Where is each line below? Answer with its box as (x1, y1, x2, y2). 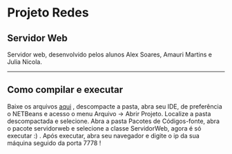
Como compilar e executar (7, 84, 123, 96)
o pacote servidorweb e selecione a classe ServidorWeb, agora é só (7, 124, 202, 132)
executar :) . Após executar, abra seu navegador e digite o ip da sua (7, 131, 200, 140)
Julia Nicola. (7, 58, 43, 66)
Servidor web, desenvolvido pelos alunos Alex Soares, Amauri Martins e (7, 50, 213, 58)
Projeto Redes (7, 5, 89, 21)
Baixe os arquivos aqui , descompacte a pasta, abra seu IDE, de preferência (7, 102, 222, 111)
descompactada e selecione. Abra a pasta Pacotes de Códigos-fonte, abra (7, 117, 220, 125)
